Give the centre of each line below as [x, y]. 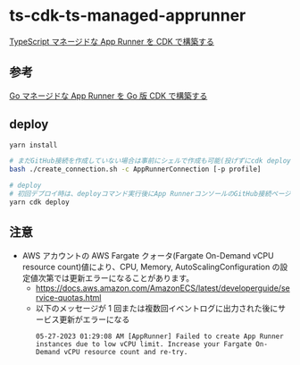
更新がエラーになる [95, 319]
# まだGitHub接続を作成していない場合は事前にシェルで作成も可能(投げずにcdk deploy [150, 161]
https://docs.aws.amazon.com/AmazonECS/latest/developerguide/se [162, 288]
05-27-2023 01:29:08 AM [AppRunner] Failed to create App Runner [159, 336]
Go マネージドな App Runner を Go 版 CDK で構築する [108, 96]
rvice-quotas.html [68, 297]
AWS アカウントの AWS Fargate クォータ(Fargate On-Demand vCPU [148, 255]
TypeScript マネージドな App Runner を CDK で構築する [112, 41]
